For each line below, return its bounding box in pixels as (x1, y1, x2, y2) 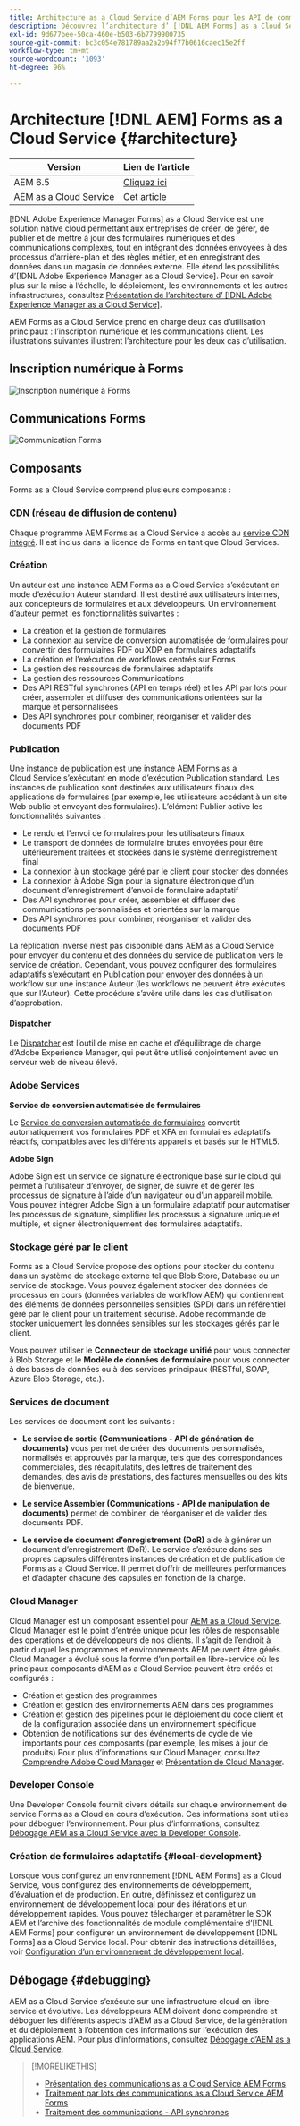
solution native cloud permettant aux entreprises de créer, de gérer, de (9, 223, 270, 234)
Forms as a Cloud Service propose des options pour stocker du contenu (9, 1260, 275, 1271)
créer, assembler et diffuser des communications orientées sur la (21, 691, 262, 703)
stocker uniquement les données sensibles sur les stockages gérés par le (9, 1318, 279, 1328)
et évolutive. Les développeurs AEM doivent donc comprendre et (38, 2005, 278, 2016)
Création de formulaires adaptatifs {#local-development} (9, 1849, 263, 1862)
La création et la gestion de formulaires (21, 625, 167, 636)
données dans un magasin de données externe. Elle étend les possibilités (9, 260, 279, 271)
